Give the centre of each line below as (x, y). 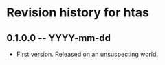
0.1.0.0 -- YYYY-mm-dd (59, 38)
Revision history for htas (78, 13)
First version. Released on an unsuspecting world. (87, 54)
